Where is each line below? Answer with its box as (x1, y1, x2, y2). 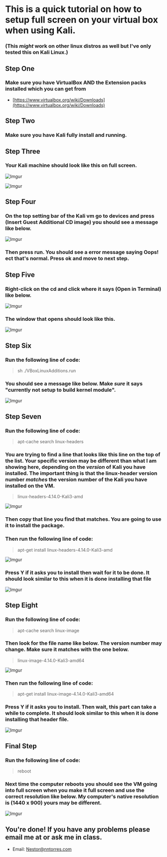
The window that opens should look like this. (5, 316, 116, 323)
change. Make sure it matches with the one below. (5, 646, 129, 653)
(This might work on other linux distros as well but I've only (5, 42, 151, 49)
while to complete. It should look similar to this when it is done (5, 710, 159, 717)
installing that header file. (5, 716, 69, 723)
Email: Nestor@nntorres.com (12, 846, 72, 853)
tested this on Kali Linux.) (5, 49, 68, 56)
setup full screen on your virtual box (5, 14, 159, 25)
